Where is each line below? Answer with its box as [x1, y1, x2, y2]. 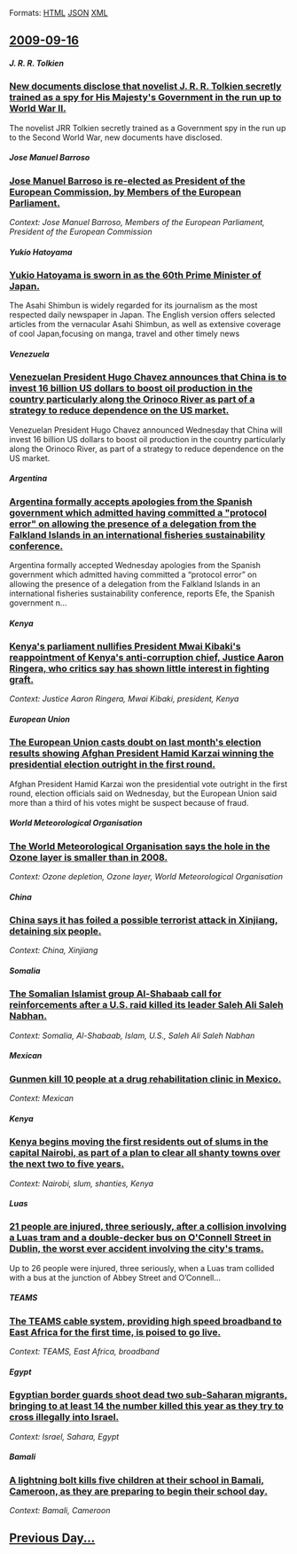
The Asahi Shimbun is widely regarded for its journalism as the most [9, 301, 258, 311]
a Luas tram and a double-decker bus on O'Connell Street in [9, 1231, 272, 1244]
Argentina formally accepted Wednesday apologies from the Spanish [9, 560, 262, 571]
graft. [9, 674, 34, 686]
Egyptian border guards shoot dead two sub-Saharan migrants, [9, 1389, 288, 1402]
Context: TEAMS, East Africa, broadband [9, 1347, 160, 1357]
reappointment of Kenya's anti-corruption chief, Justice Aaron [9, 652, 285, 664]
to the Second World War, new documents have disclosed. [9, 132, 223, 143]
